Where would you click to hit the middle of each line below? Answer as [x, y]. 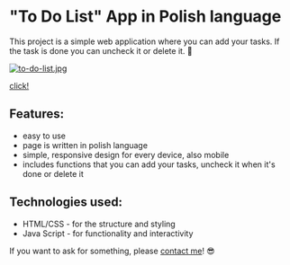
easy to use [44, 136]
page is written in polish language [85, 145]
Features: [37, 114]
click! [19, 85]
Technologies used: [66, 203]
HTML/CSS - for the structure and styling [99, 224]
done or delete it [53, 173]
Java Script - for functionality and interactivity [108, 233]
